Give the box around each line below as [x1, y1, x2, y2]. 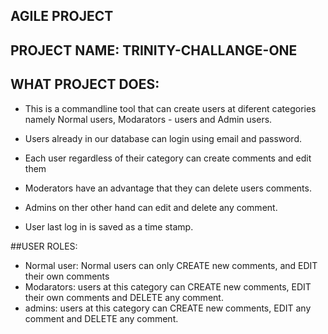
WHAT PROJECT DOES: [10, 76, 160, 93]
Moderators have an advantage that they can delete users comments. [24, 182, 312, 194]
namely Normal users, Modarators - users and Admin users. [24, 113, 273, 125]
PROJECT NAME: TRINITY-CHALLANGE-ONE [10, 42, 298, 59]
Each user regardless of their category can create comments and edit [24, 152, 312, 164]
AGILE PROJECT [10, 8, 114, 25]
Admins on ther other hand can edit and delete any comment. [24, 201, 278, 213]
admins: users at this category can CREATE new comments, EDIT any [24, 302, 312, 314]
